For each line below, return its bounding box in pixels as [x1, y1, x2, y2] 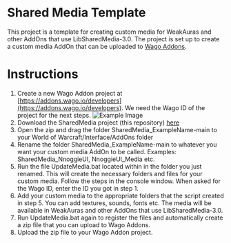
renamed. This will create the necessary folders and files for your [17, 169, 203, 178]
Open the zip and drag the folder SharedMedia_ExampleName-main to [17, 125, 217, 134]
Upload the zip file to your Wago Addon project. [17, 228, 153, 236]
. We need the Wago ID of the [121, 103, 205, 112]
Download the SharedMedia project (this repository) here [17, 118, 180, 127]
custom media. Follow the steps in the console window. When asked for [17, 177, 221, 185]
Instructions [7, 67, 79, 82]
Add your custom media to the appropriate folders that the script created [17, 191, 224, 200]
